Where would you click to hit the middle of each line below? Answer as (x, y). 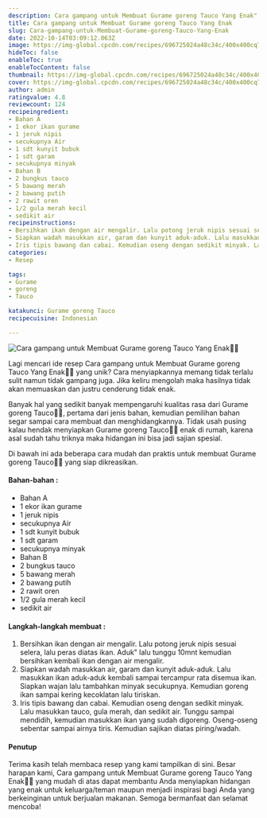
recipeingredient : (39, 112)
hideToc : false (33, 53)
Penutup (23, 746)
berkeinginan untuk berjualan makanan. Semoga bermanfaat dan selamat (128, 798)
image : (19, 45)
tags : (17, 274)
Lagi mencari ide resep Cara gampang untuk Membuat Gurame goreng (124, 363)
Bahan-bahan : (33, 480)
